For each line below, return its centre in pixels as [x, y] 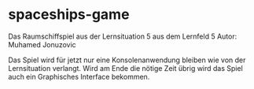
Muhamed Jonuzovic [42, 44]
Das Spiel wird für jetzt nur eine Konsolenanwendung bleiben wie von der [127, 60]
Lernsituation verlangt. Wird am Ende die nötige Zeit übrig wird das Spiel [126, 68]
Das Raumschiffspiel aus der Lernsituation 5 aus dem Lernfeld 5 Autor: [123, 36]
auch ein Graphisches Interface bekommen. [79, 76]
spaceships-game [69, 15]
